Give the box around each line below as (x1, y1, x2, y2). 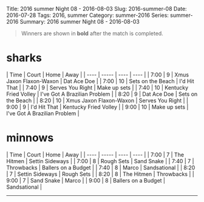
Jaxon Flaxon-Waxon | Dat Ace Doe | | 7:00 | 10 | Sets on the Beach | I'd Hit (6, 77, 194, 84)
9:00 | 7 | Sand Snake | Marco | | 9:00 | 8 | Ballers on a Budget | (6, 177, 166, 184)
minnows (6, 131, 54, 145)
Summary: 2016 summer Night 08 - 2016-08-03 (19, 18, 140, 25)
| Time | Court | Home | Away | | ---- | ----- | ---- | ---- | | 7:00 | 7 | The (6, 151, 184, 158)
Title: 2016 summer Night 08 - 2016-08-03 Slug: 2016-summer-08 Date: (6, 5, 187, 12)
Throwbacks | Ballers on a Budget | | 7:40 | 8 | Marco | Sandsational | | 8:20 (6, 164, 195, 171)
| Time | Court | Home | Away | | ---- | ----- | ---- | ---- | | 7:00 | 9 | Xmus (6, 71, 189, 78)
